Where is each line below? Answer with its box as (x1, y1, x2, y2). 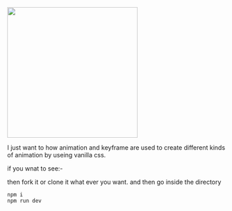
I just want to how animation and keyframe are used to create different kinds (7, 143, 226, 152)
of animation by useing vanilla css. (7, 151, 106, 159)
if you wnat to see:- (7, 164, 63, 173)
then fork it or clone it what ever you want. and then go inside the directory (7, 178, 222, 186)
